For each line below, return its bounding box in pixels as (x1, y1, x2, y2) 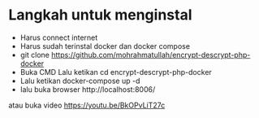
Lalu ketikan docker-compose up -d (19, 76, 140, 85)
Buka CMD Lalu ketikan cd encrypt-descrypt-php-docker (19, 67, 213, 76)
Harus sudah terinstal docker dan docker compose (19, 41, 191, 50)
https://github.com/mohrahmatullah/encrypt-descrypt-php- (51, 50, 251, 59)
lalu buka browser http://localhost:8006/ (19, 84, 156, 94)
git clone (19, 50, 50, 59)
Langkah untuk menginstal (8, 6, 192, 24)
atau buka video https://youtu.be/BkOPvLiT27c (8, 100, 166, 110)
